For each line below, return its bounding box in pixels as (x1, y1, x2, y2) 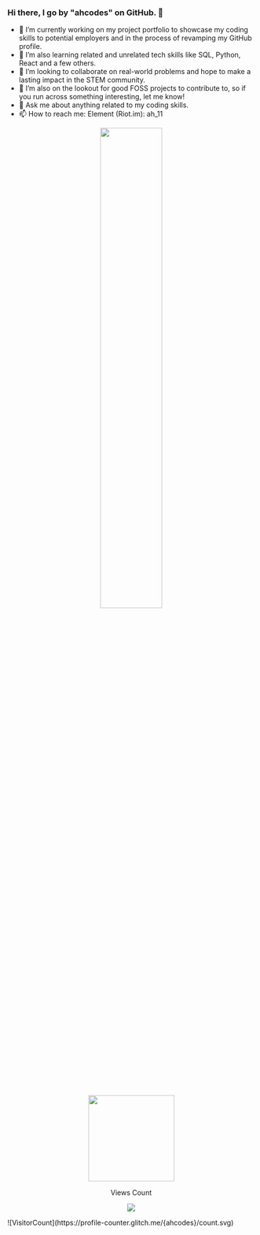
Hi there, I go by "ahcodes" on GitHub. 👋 (7, 7, 164, 18)
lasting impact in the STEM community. (18, 75, 146, 85)
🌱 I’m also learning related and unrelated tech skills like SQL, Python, (18, 50, 241, 60)
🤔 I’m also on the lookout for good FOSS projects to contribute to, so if (18, 84, 247, 93)
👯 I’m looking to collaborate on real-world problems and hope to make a (18, 67, 251, 76)
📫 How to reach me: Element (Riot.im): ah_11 (18, 110, 163, 119)
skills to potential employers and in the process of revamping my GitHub (18, 33, 252, 43)
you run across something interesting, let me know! (18, 92, 185, 102)
